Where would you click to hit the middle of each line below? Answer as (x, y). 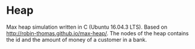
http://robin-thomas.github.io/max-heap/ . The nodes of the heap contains (97, 33)
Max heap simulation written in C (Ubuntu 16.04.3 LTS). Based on (87, 27)
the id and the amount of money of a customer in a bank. (77, 39)
